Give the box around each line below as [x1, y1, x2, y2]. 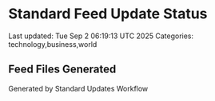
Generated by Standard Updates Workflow [8, 84, 149, 93]
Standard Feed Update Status [8, 5, 208, 23]
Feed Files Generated [8, 63, 117, 76]
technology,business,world [8, 39, 98, 49]
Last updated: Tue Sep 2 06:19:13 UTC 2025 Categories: [8, 31, 194, 41]
